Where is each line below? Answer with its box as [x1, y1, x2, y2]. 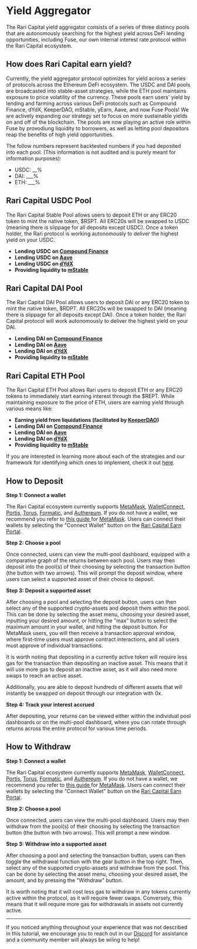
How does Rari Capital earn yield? [6, 59, 132, 69]
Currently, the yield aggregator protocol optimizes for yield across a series [6, 75, 186, 82]
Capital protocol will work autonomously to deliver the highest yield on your [6, 318, 189, 325]
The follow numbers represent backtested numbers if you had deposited [6, 142, 181, 149]
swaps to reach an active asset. [6, 672, 83, 679]
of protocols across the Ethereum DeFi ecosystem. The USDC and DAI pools [6, 81, 191, 88]
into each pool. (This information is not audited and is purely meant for [6, 148, 176, 156]
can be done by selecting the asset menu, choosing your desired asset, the [6, 870, 188, 877]
